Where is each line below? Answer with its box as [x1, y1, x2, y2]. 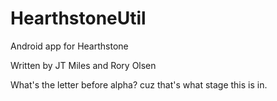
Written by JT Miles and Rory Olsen [10, 59, 157, 71]
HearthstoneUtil [10, 7, 147, 30]
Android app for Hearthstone [10, 40, 129, 52]
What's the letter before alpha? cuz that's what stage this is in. [10, 78, 268, 91]
